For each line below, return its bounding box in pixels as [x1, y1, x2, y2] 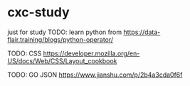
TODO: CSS [7, 49, 42, 58]
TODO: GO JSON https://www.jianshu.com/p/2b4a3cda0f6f [7, 70, 183, 79]
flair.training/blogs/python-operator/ [7, 35, 114, 43]
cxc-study [7, 4, 70, 21]
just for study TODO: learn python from [7, 28, 122, 36]
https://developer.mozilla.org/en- [43, 49, 140, 58]
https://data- [123, 28, 161, 36]
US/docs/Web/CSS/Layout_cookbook [7, 56, 117, 65]
